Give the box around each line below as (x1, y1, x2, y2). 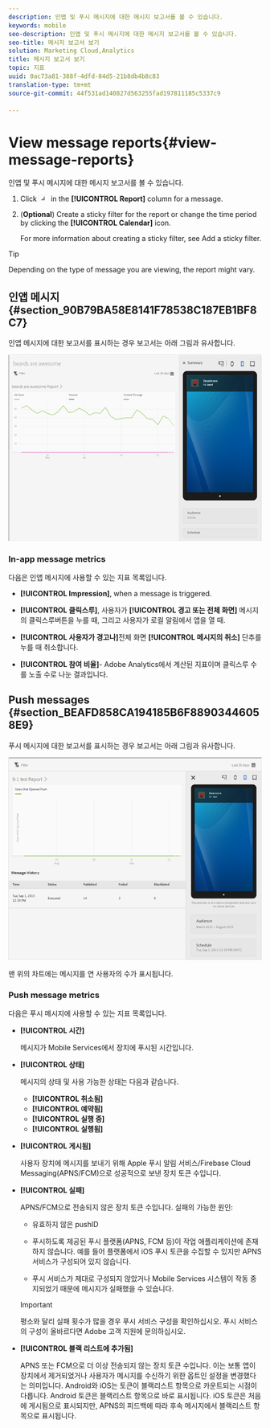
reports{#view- (112, 133, 217, 152)
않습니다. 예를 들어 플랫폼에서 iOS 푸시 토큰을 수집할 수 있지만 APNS (47, 1246, 262, 1257)
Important (19, 1300, 53, 1310)
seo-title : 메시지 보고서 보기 (8, 39, 100, 47)
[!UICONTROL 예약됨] (31, 1104, 104, 1114)
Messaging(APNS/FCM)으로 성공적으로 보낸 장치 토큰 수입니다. (19, 1168, 222, 1178)
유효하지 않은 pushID (31, 1220, 99, 1230)
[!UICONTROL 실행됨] (31, 1124, 104, 1134)
